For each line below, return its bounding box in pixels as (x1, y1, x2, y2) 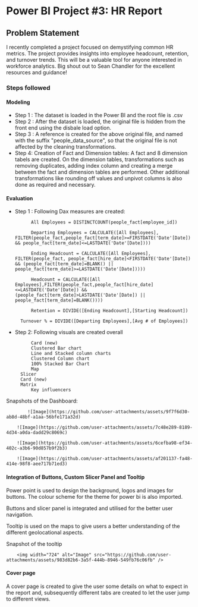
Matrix (20, 382, 37, 388)
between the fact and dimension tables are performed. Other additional (14, 168, 190, 176)
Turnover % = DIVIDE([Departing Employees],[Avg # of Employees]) (20, 318, 188, 325)
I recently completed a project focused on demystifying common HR (6, 43, 174, 51)
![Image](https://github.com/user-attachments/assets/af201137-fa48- (17, 456, 193, 462)
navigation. (6, 511, 34, 518)
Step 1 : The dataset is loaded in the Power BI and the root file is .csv (14, 112, 183, 119)
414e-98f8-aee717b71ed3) (6, 461, 68, 467)
